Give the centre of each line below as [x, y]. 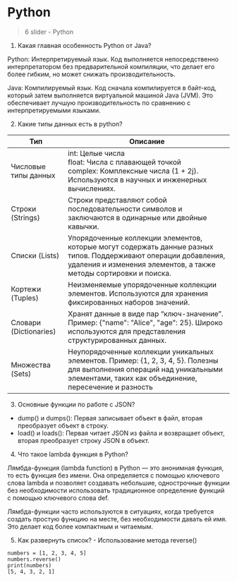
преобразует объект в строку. [63, 425]
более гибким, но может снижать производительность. [91, 74]
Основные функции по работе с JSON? [76, 404]
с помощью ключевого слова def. [58, 497]
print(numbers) [30, 565]
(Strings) [25, 217]
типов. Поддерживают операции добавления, [147, 255]
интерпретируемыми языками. [54, 110]
